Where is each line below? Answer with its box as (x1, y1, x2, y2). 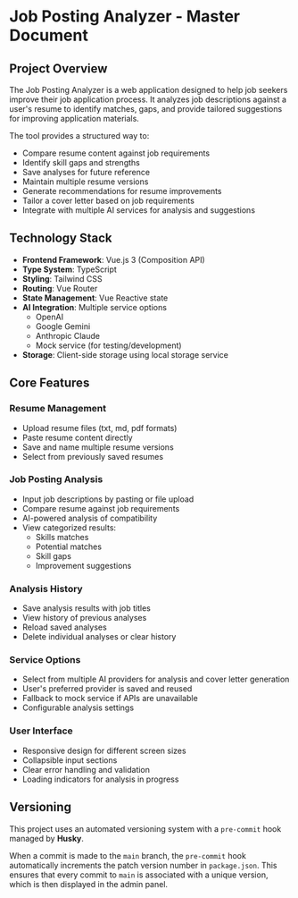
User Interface (9, 724, 73, 737)
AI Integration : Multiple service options (21, 301, 168, 312)
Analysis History (9, 582, 83, 595)
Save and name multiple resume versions (21, 441, 174, 453)
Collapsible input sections (21, 754, 118, 766)
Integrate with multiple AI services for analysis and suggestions (21, 205, 256, 216)
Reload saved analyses (21, 622, 107, 632)
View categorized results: (21, 521, 117, 533)
